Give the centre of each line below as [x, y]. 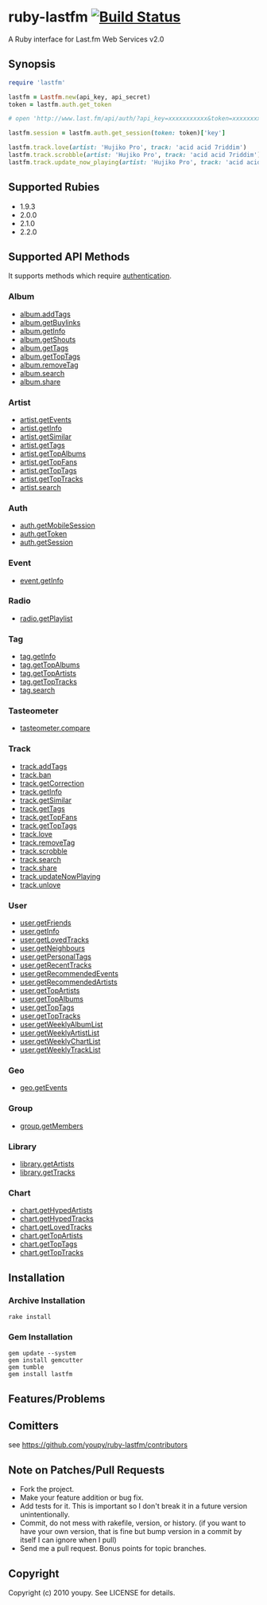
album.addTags [45, 314]
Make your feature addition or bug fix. [82, 1497]
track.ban [35, 775]
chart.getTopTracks [52, 1253]
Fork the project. [47, 1489]
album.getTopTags [50, 356]
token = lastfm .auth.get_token [60, 104]
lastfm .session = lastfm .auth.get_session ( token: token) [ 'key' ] [117, 133]
